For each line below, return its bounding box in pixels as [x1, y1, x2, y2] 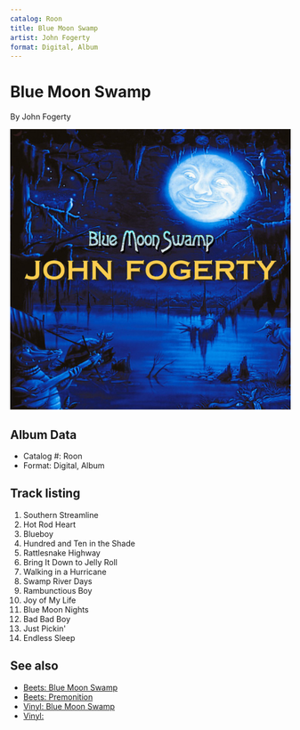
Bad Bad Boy [22, 613, 71, 624]
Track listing [10, 486, 81, 501]
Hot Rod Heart [22, 519, 77, 530]
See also [10, 659, 59, 674]
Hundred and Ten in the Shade [22, 538, 136, 548]
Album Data [10, 427, 77, 442]
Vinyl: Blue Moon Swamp [22, 701, 115, 711]
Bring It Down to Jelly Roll [22, 556, 118, 567]
